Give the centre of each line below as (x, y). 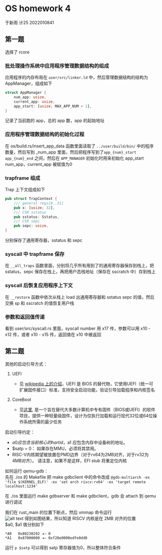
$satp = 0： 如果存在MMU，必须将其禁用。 (55, 448)
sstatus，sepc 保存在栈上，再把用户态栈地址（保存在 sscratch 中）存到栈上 (81, 272)
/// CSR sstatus (30, 212)
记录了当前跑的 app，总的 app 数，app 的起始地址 (55, 121)
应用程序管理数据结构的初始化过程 (45, 134)
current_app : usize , (34, 102)
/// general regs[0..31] (39, 203)
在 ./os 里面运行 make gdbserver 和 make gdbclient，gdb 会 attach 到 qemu (81, 496)
